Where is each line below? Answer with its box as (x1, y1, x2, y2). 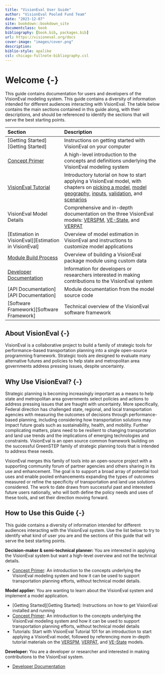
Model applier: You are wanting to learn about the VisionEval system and (5, 587, 153, 593)
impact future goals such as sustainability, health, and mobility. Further (5, 422, 148, 428)
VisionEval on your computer (64, 143, 131, 150)
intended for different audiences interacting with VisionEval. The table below (5, 101, 160, 107)
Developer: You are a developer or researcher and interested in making (5, 648, 150, 654)
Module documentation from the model (64, 286, 155, 293)
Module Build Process (7, 254, 58, 261)
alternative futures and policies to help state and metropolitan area (5, 358, 140, 364)
